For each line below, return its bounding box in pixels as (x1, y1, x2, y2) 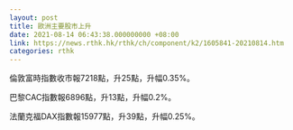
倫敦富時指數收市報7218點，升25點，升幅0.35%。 (9, 73, 196, 84)
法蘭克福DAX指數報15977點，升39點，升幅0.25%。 (9, 111, 200, 122)
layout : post (9, 13, 59, 23)
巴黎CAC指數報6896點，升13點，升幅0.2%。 (9, 92, 177, 103)
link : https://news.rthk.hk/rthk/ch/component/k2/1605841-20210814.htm (9, 38, 284, 48)
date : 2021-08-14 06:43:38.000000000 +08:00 (9, 30, 179, 39)
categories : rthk (9, 47, 75, 56)
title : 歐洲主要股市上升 (9, 22, 92, 31)
